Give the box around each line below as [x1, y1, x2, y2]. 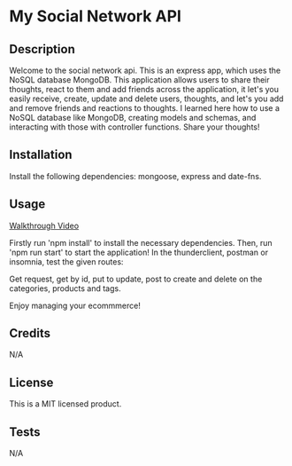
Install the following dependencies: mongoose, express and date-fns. [9, 170, 262, 181]
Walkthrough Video [9, 220, 80, 231]
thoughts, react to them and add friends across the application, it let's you [9, 84, 279, 94]
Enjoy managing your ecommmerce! [9, 300, 142, 311]
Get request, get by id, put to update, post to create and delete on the [9, 273, 263, 284]
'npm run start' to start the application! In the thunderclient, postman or [9, 247, 268, 257]
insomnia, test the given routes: [9, 256, 124, 267]
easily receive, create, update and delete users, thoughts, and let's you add [9, 93, 284, 104]
